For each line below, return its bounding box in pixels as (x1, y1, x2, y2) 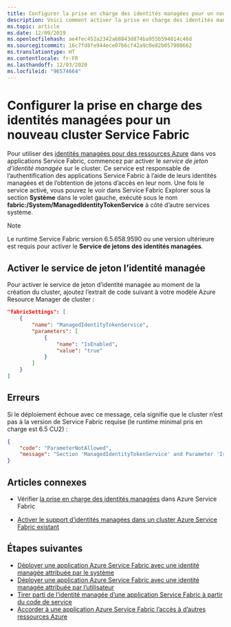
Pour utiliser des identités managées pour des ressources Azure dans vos (7, 150, 217, 158)
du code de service (16, 597, 72, 606)
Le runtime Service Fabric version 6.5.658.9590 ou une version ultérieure (7, 235, 214, 243)
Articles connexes (7, 477, 87, 488)
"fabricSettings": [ (7, 308, 67, 316)
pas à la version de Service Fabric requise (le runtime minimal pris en (7, 417, 203, 426)
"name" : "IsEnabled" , (56, 341, 118, 348)
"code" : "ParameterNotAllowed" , (19, 444, 112, 452)
